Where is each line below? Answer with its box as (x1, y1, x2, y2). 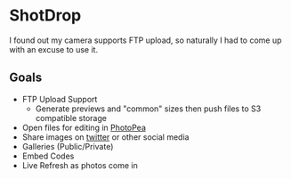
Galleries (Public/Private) (21, 141, 114, 151)
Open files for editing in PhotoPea (21, 122, 147, 133)
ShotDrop (9, 5, 82, 26)
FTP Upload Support (21, 94, 98, 104)
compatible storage (35, 112, 107, 123)
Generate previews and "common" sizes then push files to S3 (35, 103, 262, 114)
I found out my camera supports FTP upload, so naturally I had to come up (9, 35, 282, 45)
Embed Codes (21, 151, 75, 161)
